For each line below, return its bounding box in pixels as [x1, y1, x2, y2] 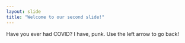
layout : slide [6, 8, 42, 15]
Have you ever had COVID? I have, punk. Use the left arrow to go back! [6, 30, 180, 37]
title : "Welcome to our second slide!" [6, 14, 105, 20]
